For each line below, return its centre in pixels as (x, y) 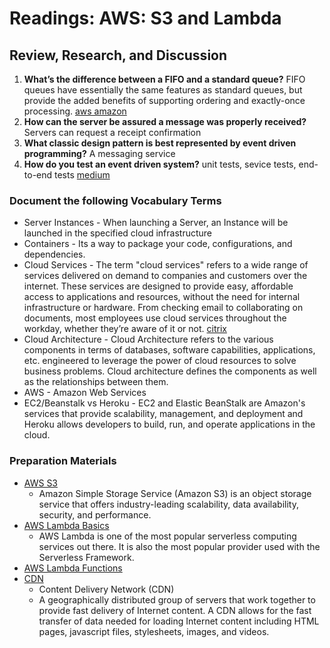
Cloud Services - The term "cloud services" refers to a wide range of (166, 265)
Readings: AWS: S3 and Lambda (145, 18)
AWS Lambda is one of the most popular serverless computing (167, 536)
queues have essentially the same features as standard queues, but (163, 90)
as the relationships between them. (96, 382)
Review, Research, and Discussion (118, 55)
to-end (38, 175)
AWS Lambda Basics (66, 525)
